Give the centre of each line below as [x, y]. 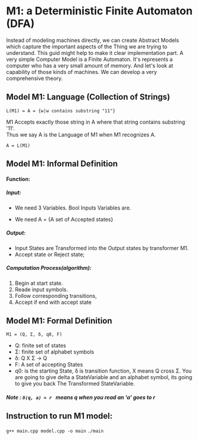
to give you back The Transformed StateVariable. [75, 384]
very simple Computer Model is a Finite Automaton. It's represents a [89, 59]
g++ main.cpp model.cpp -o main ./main [55, 431]
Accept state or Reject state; [50, 254]
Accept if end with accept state [53, 302]
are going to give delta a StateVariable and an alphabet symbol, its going [103, 377]
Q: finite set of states [40, 346]
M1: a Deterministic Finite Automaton [100, 11]
